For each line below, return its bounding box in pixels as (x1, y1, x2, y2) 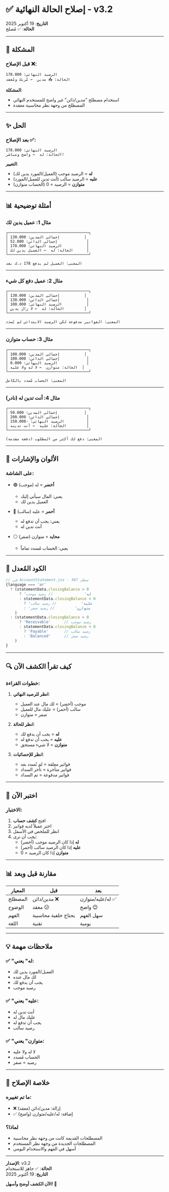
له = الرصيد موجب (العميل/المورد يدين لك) (13, 171, 93, 177)
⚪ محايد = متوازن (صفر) (13, 533, 60, 539)
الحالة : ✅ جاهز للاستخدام (6, 1165, 52, 1171)
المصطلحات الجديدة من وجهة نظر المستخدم (13, 1140, 96, 1146)
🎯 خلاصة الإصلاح (6, 1078, 50, 1087)
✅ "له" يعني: (6, 957, 34, 964)
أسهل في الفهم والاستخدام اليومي (13, 1145, 76, 1151)
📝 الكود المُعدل (6, 564, 47, 573)
